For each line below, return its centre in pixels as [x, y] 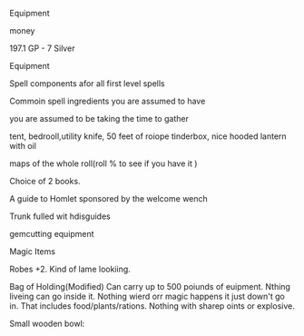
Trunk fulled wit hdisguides [60, 216]
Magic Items [33, 252]
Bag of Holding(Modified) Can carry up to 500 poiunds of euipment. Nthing [150, 287]
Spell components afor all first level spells [87, 84]
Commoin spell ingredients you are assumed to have [108, 101]
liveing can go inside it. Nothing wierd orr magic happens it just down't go [147, 296]
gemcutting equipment [52, 234]
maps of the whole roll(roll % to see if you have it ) [103, 163]
